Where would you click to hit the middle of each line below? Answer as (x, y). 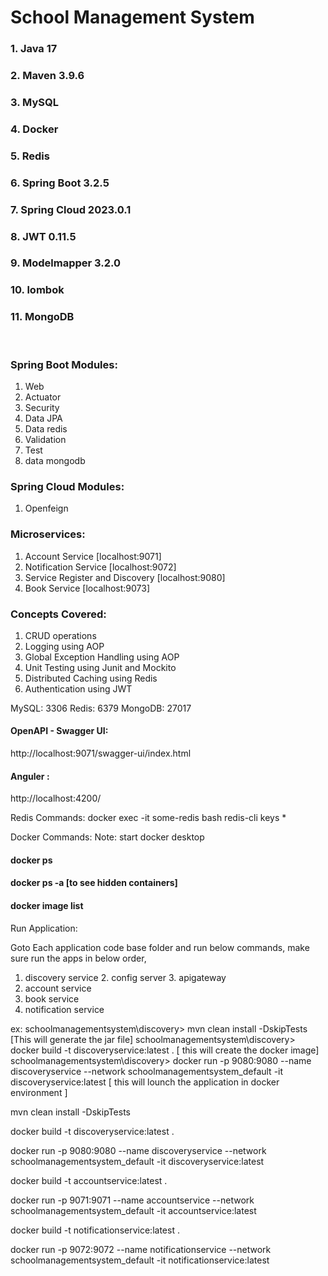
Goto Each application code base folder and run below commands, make (160, 947)
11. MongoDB (42, 317)
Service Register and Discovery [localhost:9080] (125, 577)
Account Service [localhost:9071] (93, 556)
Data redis (46, 429)
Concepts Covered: (58, 614)
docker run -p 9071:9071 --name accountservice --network (132, 1200)
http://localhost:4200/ (56, 798)
